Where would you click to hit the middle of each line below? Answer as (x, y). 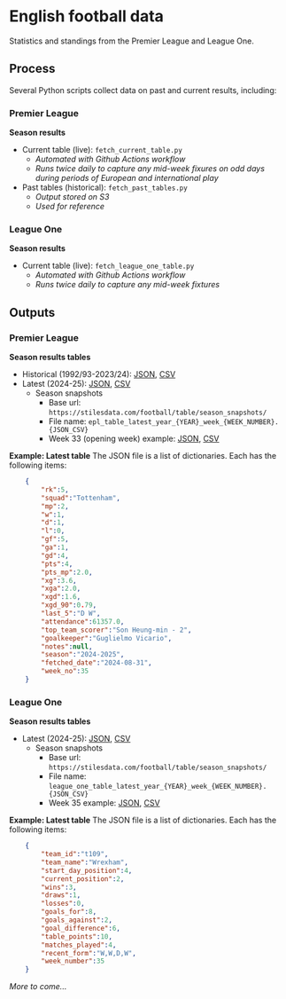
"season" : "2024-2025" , (83, 655)
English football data (86, 16)
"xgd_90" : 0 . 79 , (69, 605)
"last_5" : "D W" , (71, 614)
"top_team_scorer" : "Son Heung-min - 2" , (116, 630)
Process (32, 69)
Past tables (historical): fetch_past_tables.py (104, 187)
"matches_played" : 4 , (79, 945)
